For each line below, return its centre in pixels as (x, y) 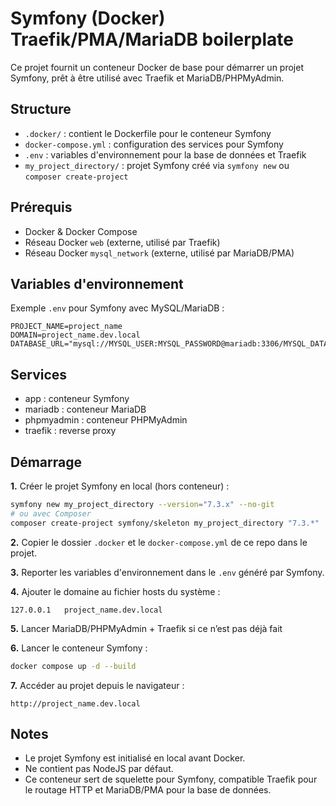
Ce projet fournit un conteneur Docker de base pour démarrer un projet (157, 67)
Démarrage (46, 462)
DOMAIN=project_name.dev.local (75, 335)
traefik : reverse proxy (70, 431)
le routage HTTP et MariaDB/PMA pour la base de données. (148, 790)
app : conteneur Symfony (77, 399)
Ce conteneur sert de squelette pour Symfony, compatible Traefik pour (171, 779)
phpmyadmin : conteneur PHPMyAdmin (106, 420)
